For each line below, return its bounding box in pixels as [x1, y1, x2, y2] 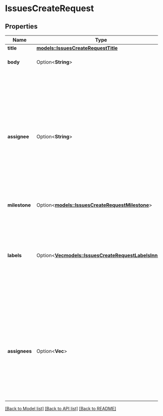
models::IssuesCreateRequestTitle [36, 45, 118, 51]
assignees [7, 348, 32, 354]
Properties [5, 22, 38, 31]
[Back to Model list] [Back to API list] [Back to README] [5, 406, 116, 411]
